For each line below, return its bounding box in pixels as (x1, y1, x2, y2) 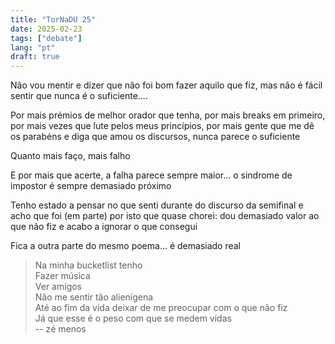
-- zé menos (34, 323, 87, 335)
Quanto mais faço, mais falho (10, 150, 131, 162)
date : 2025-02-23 (10, 24, 83, 34)
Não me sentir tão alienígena (34, 291, 154, 303)
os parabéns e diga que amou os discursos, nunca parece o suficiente (10, 131, 301, 143)
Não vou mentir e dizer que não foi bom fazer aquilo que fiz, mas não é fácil (10, 79, 323, 91)
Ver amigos (34, 281, 83, 293)
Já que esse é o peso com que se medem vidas (34, 312, 232, 325)
